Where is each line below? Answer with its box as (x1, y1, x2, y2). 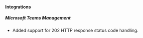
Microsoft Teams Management (5, 15, 71, 21)
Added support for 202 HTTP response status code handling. (12, 27, 139, 33)
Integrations (5, 4, 31, 10)
